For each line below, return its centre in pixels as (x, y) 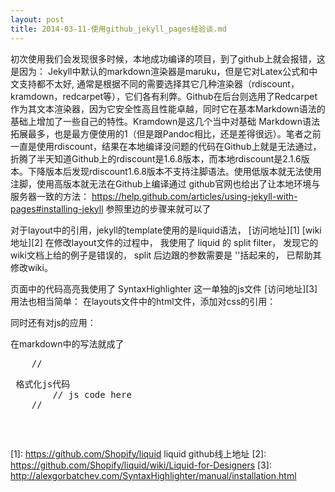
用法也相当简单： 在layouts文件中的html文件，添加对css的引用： (143, 301)
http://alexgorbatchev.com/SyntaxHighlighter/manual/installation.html (153, 475)
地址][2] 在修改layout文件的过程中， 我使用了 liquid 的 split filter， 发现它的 (164, 242)
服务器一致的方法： (50, 196)
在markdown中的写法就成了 (67, 343)
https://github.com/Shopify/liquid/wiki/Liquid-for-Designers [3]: (141, 465)
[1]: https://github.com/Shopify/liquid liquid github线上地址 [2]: (138, 453)
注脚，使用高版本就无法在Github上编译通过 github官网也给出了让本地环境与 (165, 183)
